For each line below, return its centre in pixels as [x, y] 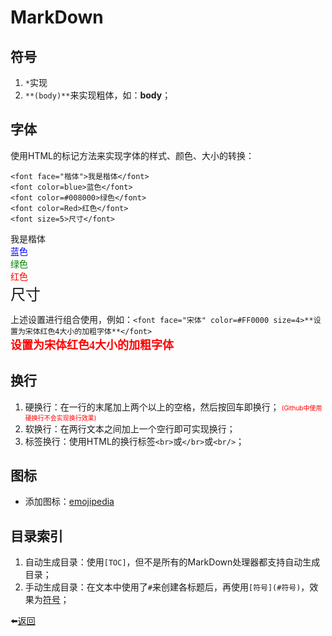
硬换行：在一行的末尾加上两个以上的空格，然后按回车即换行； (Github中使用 [173, 407]
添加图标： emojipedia [69, 502]
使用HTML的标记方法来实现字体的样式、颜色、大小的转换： [132, 155]
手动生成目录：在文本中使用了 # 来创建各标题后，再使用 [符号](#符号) [163, 587]
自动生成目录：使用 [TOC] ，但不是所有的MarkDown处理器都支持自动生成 [172, 562]
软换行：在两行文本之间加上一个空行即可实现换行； [130, 428]
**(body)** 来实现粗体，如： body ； [98, 95]
